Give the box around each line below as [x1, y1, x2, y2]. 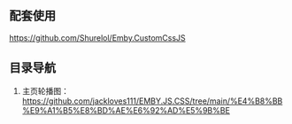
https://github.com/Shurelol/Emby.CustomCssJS [9, 32, 186, 43]
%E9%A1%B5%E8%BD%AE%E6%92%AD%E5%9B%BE [21, 105, 230, 115]
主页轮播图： [21, 85, 69, 96]
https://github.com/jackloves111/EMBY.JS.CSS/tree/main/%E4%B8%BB [21, 96, 283, 106]
